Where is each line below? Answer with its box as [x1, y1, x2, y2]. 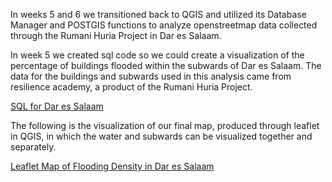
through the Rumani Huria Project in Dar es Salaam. [10, 30, 222, 41]
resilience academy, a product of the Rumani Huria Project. [10, 81, 253, 93]
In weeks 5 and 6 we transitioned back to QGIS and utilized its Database [10, 9, 307, 20]
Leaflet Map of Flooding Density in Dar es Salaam [10, 160, 215, 172]
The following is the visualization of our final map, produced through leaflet [10, 120, 320, 131]
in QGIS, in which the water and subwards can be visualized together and [10, 130, 313, 142]
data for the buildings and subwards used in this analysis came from [10, 70, 292, 82]
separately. [10, 141, 57, 153]
